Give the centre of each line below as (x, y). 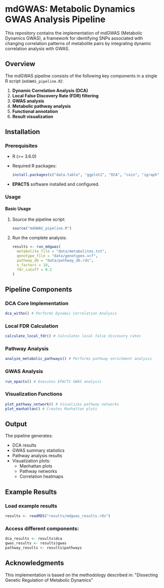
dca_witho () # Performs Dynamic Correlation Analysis (61, 314)
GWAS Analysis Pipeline (55, 19)
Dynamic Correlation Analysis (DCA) (50, 90)
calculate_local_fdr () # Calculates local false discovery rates (73, 336)
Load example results (31, 506)
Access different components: (42, 528)
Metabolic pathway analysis (41, 106)
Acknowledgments (35, 563)
